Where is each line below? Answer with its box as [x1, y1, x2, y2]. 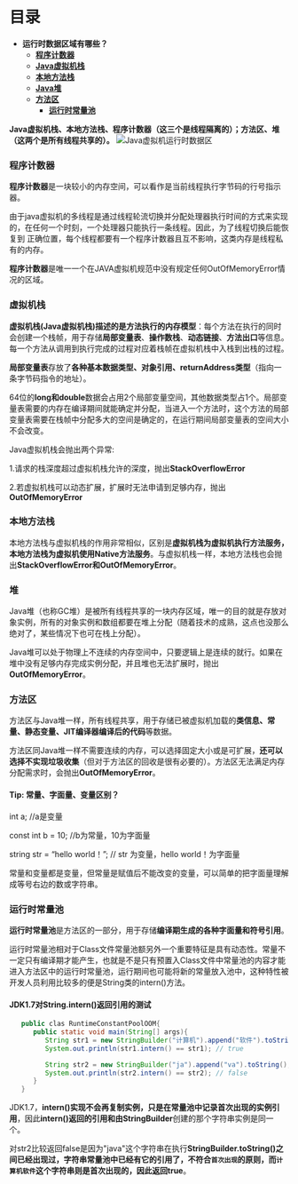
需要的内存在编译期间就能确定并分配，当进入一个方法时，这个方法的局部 [24, 402, 289, 413]
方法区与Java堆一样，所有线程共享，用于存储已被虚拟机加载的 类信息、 [9, 715, 268, 726]
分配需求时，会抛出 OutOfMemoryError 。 [9, 767, 161, 778]
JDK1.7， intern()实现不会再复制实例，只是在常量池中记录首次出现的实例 [9, 1102, 272, 1113]
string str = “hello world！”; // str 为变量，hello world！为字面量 [9, 848, 241, 859]
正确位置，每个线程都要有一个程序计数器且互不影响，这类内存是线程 [26, 234, 276, 244]
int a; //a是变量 [9, 811, 64, 822]
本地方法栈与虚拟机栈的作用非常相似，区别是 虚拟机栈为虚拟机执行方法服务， [9, 537, 289, 548]
